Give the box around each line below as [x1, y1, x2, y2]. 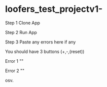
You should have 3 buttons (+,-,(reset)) [5, 48, 85, 54]
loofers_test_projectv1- [5, 3, 103, 15]
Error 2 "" [5, 68, 25, 74]
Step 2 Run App [5, 29, 37, 35]
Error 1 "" [5, 58, 24, 64]
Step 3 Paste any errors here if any [5, 39, 76, 45]
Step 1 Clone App [5, 20, 40, 26]
